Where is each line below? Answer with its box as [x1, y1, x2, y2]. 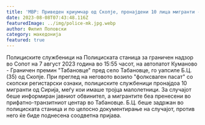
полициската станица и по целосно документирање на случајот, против [6, 106, 195, 112]
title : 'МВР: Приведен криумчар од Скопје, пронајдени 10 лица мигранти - [6, 8, 201, 15]
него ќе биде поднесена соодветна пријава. [6, 112, 122, 119]
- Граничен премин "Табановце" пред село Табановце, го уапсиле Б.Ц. [6, 67, 192, 73]
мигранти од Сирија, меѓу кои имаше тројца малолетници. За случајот [6, 86, 192, 93]
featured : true [6, 37, 45, 43]
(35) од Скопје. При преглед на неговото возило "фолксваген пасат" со [6, 73, 193, 80]
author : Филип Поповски [6, 25, 67, 32]
